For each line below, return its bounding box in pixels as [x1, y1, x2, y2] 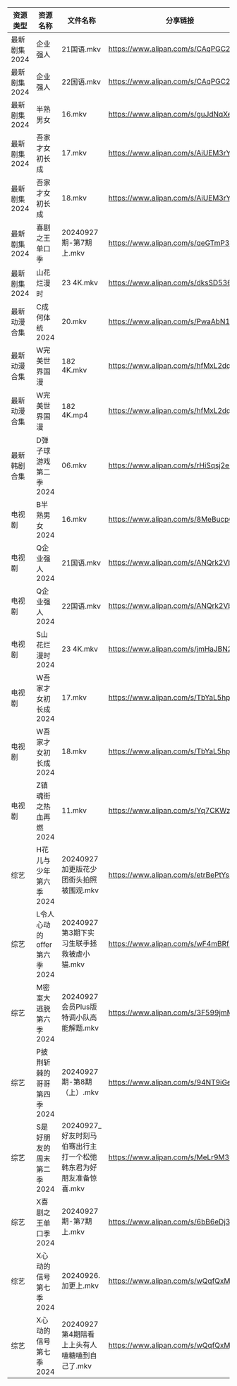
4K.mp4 [61, 410, 88, 419]
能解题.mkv [61, 1023, 99, 1033]
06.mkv [61, 460, 87, 470]
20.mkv [61, 317, 87, 326]
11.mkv [61, 806, 87, 815]
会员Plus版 [61, 1002, 97, 1012]
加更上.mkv [61, 1281, 99, 1291]
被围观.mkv [61, 885, 99, 895]
